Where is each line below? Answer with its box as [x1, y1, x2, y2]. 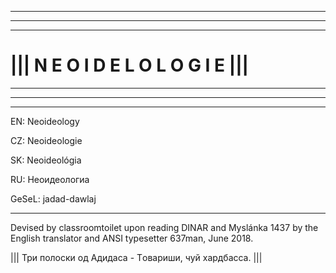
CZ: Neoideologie [10, 134, 83, 146]
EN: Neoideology [10, 115, 80, 127]
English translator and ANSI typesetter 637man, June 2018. [10, 232, 254, 244]
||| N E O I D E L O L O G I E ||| [10, 54, 249, 77]
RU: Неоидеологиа [10, 173, 90, 185]
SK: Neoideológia [10, 154, 82, 166]
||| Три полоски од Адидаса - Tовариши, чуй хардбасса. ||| [10, 251, 263, 263]
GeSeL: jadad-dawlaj [10, 192, 97, 205]
